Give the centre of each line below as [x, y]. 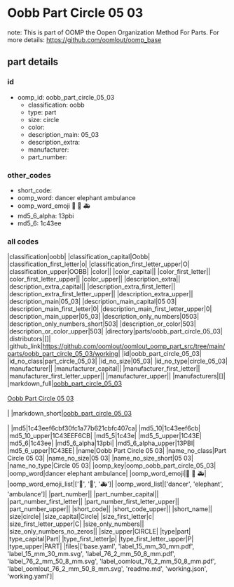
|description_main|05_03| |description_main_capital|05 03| [92, 302]
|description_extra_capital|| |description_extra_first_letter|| [91, 286]
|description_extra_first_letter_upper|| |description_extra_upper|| [100, 294]
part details [33, 62]
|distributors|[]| [29, 339]
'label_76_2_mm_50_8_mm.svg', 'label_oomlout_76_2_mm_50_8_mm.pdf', [112, 561]
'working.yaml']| [31, 576]
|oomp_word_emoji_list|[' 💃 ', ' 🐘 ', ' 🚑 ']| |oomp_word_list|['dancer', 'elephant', [115, 484]
